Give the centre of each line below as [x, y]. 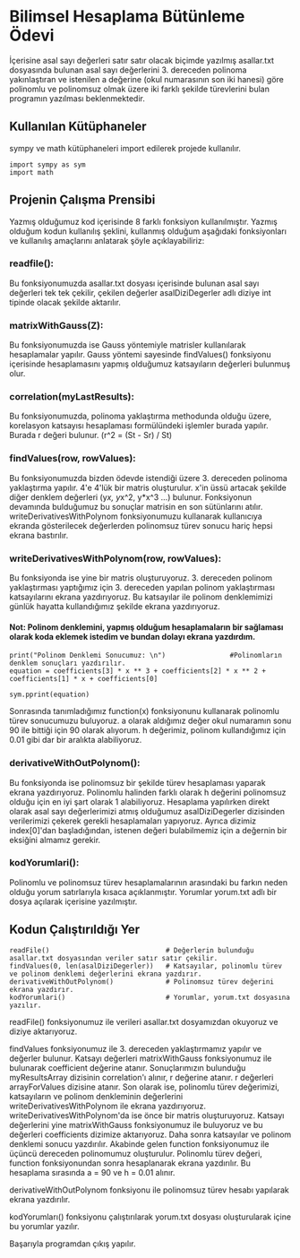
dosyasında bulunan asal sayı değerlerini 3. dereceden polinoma [128, 70]
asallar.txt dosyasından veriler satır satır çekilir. [114, 958]
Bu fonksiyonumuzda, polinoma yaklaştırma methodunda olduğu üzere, [141, 416]
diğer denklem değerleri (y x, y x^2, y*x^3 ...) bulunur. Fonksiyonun [131, 497]
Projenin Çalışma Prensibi [82, 200]
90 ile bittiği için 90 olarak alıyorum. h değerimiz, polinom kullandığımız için [148, 730]
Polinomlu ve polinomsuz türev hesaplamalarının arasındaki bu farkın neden [149, 882]
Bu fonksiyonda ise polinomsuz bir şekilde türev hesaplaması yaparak [137, 782]
